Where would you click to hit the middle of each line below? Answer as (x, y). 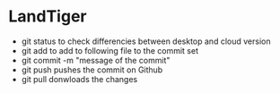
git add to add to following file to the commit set (110, 50)
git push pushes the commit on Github (92, 70)
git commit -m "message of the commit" (96, 60)
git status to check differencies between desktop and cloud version (146, 41)
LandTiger (48, 17)
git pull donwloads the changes (79, 79)
